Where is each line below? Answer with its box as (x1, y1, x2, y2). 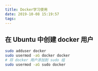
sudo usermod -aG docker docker (5, 53, 70, 58)
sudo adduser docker (5, 49, 47, 53)
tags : (5, 16, 16, 21)
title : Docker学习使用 (5, 7, 48, 12)
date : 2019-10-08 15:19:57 (5, 12, 59, 17)
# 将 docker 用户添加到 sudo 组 (5, 57, 65, 62)
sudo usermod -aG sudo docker (5, 62, 66, 67)
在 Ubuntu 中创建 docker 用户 (5, 35, 94, 44)
